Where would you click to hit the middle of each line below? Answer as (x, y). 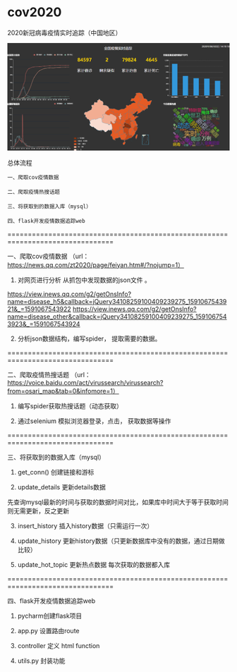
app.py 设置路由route (48, 630)
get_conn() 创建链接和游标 (56, 472)
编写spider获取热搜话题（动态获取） (70, 405)
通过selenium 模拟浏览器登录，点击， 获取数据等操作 (94, 421)
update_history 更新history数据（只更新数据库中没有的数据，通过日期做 (121, 541)
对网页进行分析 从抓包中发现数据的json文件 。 (84, 280)
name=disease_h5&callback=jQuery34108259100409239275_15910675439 (117, 301)
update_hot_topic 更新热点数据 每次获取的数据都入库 (94, 564)
